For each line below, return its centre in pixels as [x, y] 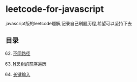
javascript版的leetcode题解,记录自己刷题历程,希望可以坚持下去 [69, 23]
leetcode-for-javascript [55, 9]
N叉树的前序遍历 [30, 64]
